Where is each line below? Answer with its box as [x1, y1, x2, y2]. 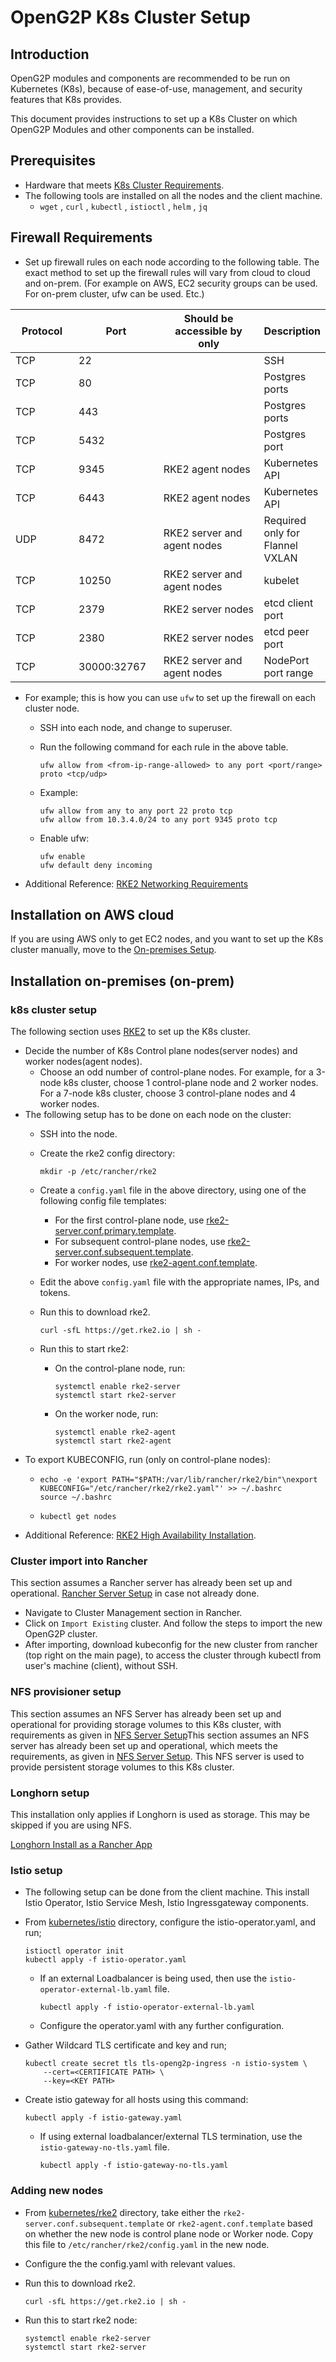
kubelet [263, 573, 300, 587]
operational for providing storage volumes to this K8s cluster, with [10, 1718, 282, 1730]
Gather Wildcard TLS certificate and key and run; [24, 2039, 228, 2051]
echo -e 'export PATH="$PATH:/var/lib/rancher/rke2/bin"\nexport [39, 1475, 318, 1485]
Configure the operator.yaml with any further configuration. [39, 2020, 285, 2032]
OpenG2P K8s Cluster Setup [10, 6, 251, 29]
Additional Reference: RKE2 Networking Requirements [24, 877, 249, 890]
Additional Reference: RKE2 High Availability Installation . [24, 1529, 257, 1541]
